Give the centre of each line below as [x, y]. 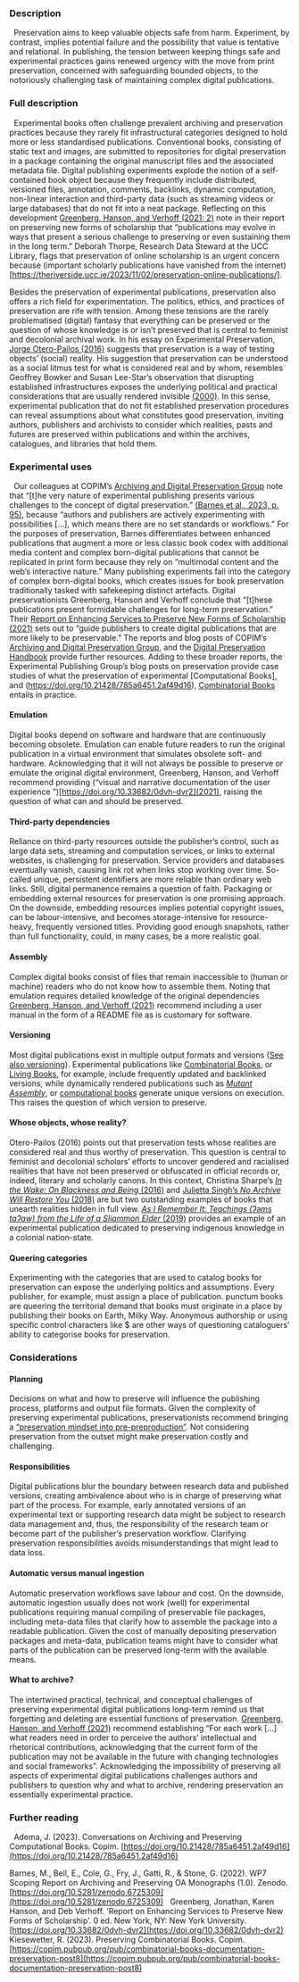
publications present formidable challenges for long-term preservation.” [141, 609]
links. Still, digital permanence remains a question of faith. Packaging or [141, 889]
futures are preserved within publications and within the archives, [130, 434]
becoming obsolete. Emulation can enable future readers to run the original [147, 744]
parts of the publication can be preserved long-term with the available [138, 1650]
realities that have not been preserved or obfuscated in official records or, [145, 1171]
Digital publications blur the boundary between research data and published [149, 1486]
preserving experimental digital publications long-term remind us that [137, 1709]
